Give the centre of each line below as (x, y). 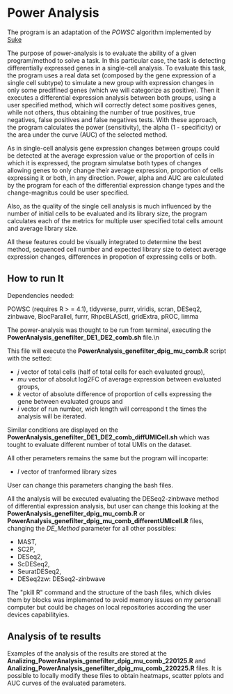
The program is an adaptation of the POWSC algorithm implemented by (109, 32)
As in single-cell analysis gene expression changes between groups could (114, 148)
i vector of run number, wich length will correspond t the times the (112, 409)
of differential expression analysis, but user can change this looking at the (113, 506)
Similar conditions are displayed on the (63, 430)
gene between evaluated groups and (70, 401)
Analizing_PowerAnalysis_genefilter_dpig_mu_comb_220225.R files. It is (115, 668)
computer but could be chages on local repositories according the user (109, 607)
